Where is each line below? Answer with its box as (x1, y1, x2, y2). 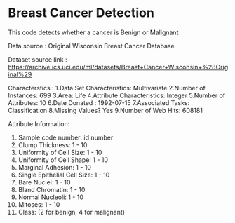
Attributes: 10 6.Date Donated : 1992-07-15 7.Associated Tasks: (8, 98, 190, 107)
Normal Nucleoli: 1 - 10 (18, 193, 83, 201)
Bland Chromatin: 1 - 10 (18, 185, 86, 194)
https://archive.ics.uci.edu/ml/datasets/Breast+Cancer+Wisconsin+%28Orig (8, 62, 229, 71)
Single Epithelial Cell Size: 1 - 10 (18, 170, 110, 179)
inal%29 (8, 70, 32, 79)
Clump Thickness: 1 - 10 (18, 140, 88, 149)
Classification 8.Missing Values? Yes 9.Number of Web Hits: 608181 (8, 106, 203, 114)
